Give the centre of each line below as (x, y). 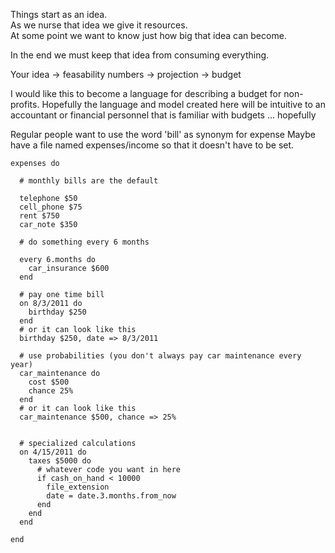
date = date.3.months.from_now (111, 496)
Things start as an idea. (59, 14)
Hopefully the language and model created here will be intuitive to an (183, 104)
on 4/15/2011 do (53, 452)
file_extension (78, 487)
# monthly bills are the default (89, 181)
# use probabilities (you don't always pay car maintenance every (160, 356)
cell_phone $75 (51, 207)
